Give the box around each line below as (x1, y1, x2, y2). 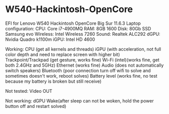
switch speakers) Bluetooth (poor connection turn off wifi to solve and (5, 67, 151, 74)
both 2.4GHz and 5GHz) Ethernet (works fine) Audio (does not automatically (5, 62, 164, 68)
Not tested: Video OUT (5, 88, 52, 94)
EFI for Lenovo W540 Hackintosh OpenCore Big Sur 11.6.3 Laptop (5, 20, 141, 26)
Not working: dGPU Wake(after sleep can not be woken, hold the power (5, 97, 154, 104)
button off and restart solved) (5, 103, 67, 109)
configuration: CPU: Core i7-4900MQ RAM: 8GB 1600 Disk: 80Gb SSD (5, 25, 151, 31)
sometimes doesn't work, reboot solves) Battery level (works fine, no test (5, 73, 157, 79)
